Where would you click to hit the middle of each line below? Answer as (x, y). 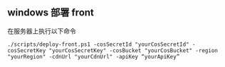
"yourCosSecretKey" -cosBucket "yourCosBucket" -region (134, 50)
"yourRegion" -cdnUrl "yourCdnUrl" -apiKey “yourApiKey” (94, 56)
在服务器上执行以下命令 (42, 31)
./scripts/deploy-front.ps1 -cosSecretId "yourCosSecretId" (99, 44)
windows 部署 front (51, 13)
